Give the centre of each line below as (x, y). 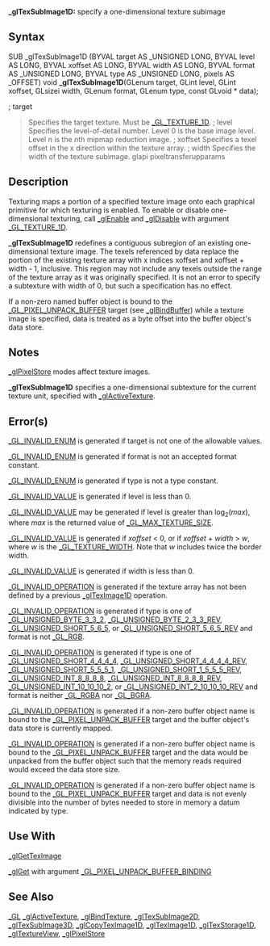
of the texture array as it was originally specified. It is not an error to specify (134, 277)
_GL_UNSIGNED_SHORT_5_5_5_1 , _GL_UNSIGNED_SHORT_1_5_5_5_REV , (125, 670)
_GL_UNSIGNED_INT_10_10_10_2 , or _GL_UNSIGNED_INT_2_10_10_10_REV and (133, 687)
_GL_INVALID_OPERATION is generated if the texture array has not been (128, 587)
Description (38, 182)
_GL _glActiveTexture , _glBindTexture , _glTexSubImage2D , (104, 916)
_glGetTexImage (35, 856)
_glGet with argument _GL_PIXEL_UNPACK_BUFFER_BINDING (110, 871)
